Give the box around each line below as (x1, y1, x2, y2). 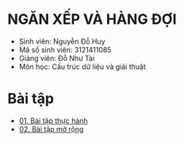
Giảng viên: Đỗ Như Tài (18, 53, 95, 63)
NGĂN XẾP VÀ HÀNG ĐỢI (7, 10, 177, 29)
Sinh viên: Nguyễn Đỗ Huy (18, 36, 105, 46)
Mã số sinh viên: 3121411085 (18, 44, 112, 54)
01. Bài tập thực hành (18, 116, 88, 125)
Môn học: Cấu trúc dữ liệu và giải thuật (18, 62, 146, 71)
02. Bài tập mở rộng (18, 124, 84, 133)
